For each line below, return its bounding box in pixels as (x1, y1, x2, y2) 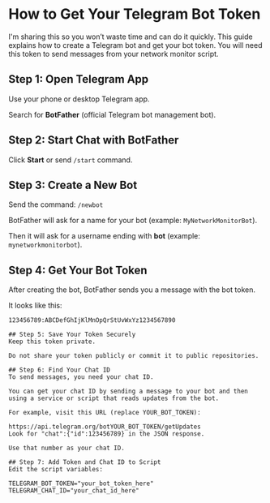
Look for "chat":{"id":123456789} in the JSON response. (8, 430, 205, 438)
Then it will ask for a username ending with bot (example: (8, 231, 201, 241)
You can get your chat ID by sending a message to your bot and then (8, 387, 249, 396)
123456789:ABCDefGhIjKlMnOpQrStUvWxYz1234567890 (8, 316, 176, 325)
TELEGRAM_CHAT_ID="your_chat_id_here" (8, 487, 139, 495)
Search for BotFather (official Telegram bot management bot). (8, 110, 216, 119)
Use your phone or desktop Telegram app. (8, 94, 150, 104)
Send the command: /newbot (8, 200, 104, 209)
